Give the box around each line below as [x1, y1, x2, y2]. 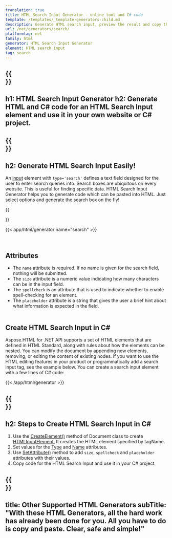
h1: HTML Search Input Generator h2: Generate [5, 95, 158, 103]
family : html [5, 36, 33, 41]
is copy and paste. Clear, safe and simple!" [5, 525, 145, 533]
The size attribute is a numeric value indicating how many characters [12, 276, 159, 282]
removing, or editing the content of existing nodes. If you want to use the [5, 353, 159, 359]
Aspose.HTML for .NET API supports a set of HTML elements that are [5, 337, 152, 343]
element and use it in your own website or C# [5, 111, 152, 119]
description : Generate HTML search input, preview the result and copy [5, 21, 161, 27]
